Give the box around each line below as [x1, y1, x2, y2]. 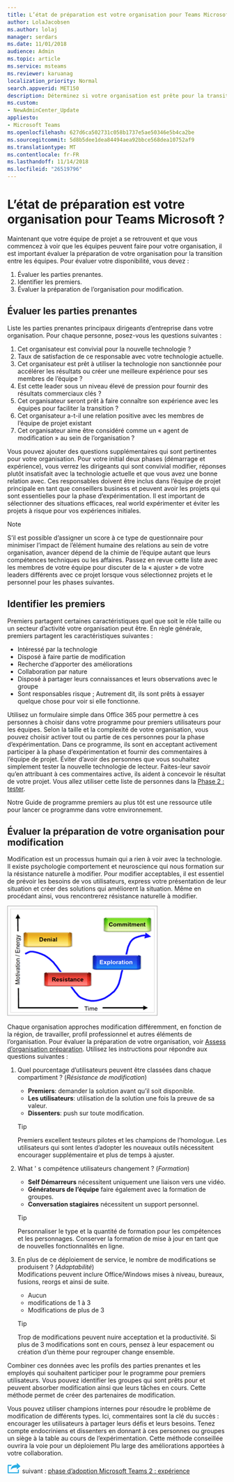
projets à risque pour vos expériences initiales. [7, 506, 141, 515]
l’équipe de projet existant [17, 418, 92, 427]
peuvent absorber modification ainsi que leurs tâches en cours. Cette [7, 1384, 207, 1392]
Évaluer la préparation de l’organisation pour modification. [17, 285, 184, 293]
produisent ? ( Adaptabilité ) [17, 1263, 95, 1271]
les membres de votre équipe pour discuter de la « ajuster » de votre [7, 563, 204, 571]
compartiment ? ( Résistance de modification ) [17, 1073, 148, 1082]
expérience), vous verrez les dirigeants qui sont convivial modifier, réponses [7, 462, 226, 470]
